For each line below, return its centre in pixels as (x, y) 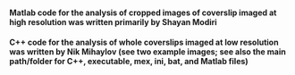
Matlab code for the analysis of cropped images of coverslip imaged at (143, 12)
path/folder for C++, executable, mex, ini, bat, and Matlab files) (129, 62)
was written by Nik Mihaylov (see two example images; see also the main (147, 52)
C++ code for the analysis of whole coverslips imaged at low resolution (144, 42)
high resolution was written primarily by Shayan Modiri (113, 21)
